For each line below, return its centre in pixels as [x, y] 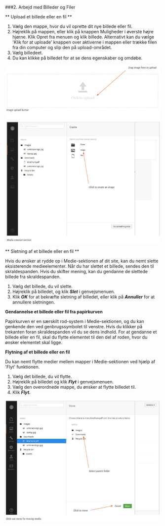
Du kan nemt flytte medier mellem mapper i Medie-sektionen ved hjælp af [80, 361]
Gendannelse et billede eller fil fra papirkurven [54, 311]
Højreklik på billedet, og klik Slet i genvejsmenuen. [63, 292]
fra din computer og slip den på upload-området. [62, 47]
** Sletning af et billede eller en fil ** [42, 251]
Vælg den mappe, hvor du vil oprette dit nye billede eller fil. [72, 26]
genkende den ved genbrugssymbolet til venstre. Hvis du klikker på [74, 326]
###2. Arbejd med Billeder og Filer [40, 7]
